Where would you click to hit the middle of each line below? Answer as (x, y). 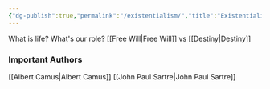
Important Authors (45, 59)
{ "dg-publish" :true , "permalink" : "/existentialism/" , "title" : (113, 16)
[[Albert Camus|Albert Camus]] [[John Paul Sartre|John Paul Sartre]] (122, 76)
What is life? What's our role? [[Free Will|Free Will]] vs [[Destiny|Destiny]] (130, 38)
